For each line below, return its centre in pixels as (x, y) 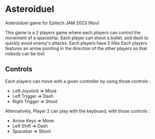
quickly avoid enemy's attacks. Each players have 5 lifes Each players (76, 43)
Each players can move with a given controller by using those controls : (78, 81)
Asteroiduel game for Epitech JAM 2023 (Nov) (52, 23)
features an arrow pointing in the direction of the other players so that (76, 48)
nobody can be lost (25, 54)
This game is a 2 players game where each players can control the (73, 32)
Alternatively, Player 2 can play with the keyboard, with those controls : (77, 111)
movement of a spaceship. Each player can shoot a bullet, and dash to (77, 38)
